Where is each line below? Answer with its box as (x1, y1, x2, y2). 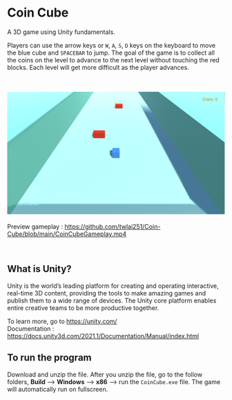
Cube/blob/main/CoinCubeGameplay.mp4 (7, 230, 127, 238)
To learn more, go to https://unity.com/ (7, 317, 117, 325)
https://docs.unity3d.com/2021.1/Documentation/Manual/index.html (7, 331, 199, 340)
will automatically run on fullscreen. (7, 385, 108, 393)
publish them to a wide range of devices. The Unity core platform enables (7, 296, 217, 304)
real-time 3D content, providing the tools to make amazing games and (7, 289, 206, 297)
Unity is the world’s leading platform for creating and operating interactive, (7, 282, 219, 290)
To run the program (7, 352, 92, 364)
